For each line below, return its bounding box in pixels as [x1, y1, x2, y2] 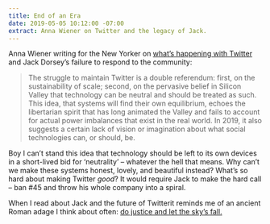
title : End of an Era [8, 11, 81, 20]
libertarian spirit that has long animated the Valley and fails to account [27, 107, 260, 117]
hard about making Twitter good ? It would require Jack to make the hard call [8, 174, 262, 184]
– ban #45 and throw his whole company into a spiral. [8, 183, 186, 193]
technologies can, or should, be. [27, 133, 135, 143]
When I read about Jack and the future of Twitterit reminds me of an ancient [8, 198, 261, 208]
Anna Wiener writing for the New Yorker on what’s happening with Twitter [8, 49, 252, 59]
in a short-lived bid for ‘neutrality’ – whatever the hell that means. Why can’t [8, 157, 260, 167]
